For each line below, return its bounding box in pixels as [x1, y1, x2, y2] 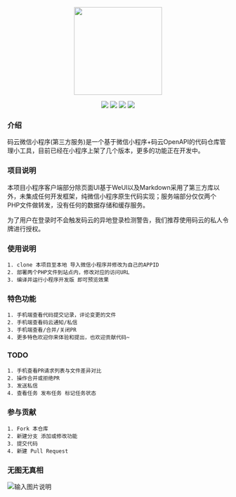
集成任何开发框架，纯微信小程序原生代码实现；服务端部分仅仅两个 [25, 192, 216, 200]
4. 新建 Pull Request [7, 447, 69, 455]
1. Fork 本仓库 [7, 425, 48, 432]
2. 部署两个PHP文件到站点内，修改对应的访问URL [7, 269, 130, 276]
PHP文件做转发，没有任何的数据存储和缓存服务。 [7, 200, 150, 209]
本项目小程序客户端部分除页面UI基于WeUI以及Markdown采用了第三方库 [7, 183, 214, 191]
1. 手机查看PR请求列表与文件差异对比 [7, 368, 102, 375]
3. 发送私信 [7, 382, 39, 389]
